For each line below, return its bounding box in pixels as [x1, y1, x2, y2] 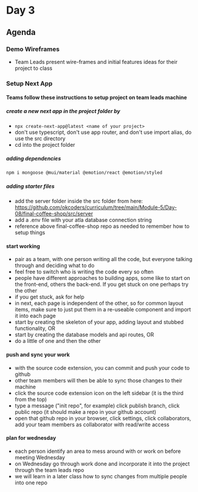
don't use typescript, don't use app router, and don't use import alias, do [14, 128, 192, 136]
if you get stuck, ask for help [14, 294, 85, 301]
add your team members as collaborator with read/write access [14, 421, 170, 428]
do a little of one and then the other [14, 337, 101, 345]
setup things [14, 229, 46, 236]
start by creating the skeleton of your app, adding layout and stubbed [14, 319, 184, 326]
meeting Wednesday [14, 454, 65, 461]
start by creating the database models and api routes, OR [14, 331, 154, 338]
